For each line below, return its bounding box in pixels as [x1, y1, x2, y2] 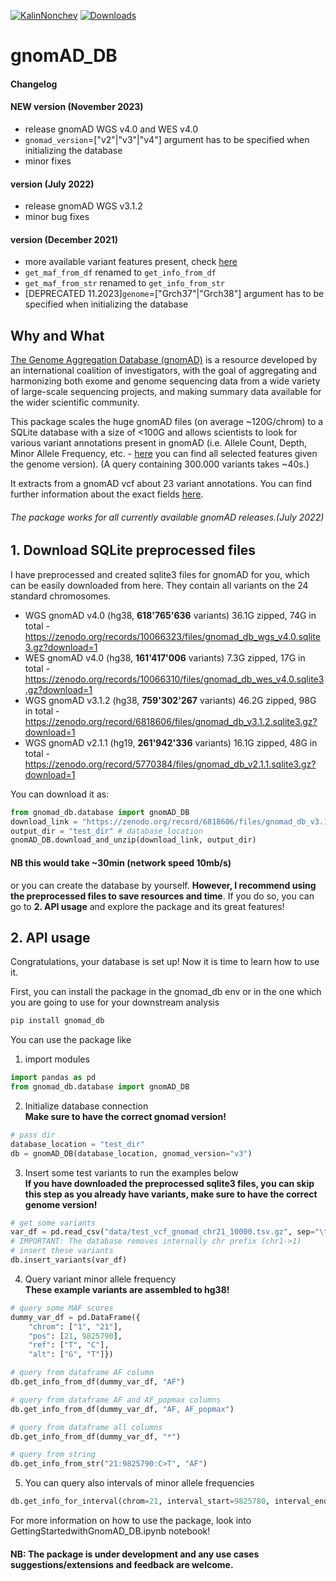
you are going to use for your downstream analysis [10, 996, 220, 1009]
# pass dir [10, 1130, 56, 1140]
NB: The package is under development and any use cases [10, 1548, 260, 1560]
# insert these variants [10, 1246, 114, 1256]
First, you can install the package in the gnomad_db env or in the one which [10, 986, 322, 998]
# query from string [10, 1450, 97, 1460]
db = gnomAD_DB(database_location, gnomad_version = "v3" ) [10, 1148, 253, 1159]
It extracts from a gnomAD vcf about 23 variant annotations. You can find [10, 478, 313, 490]
